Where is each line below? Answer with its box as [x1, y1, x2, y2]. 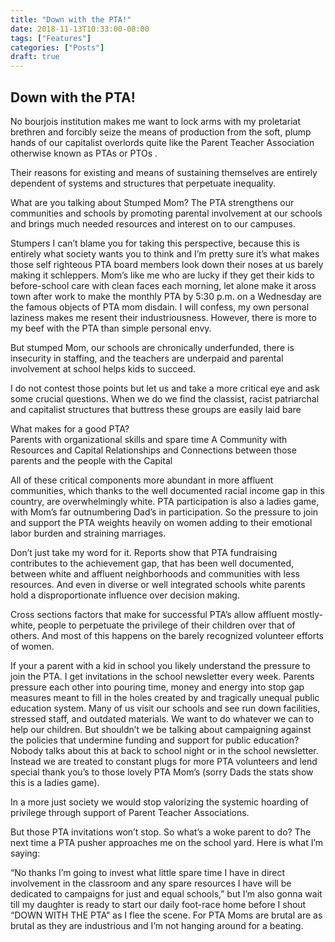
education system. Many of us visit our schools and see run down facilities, [10, 702, 321, 714]
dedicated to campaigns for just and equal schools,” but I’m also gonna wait [10, 887, 323, 900]
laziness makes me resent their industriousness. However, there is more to [10, 311, 317, 323]
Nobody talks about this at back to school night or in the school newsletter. [10, 744, 319, 756]
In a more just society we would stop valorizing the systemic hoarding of [10, 796, 309, 808]
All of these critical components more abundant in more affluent [10, 474, 274, 486]
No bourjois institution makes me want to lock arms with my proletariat [10, 115, 301, 127]
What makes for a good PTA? [10, 422, 130, 435]
